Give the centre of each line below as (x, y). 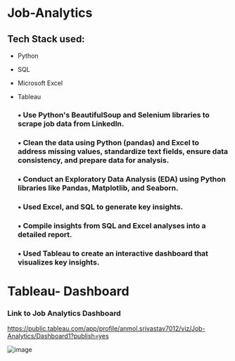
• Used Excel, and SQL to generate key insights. (100, 207)
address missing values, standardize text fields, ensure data (123, 151)
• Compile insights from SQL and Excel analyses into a (112, 225)
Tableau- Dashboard (68, 291)
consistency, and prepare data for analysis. (93, 160)
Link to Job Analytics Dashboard (64, 313)
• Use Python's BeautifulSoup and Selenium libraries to (113, 115)
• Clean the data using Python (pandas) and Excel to (108, 142)
